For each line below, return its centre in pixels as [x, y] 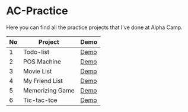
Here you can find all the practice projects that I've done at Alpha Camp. [94, 27]
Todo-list [36, 52]
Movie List [38, 71]
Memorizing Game [49, 90]
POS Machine [42, 62]
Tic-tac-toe [40, 100]
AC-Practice [37, 11]
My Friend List [43, 81]
